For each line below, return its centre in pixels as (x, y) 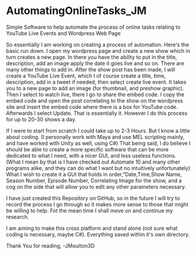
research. (18, 217)
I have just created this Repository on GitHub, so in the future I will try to (93, 198)
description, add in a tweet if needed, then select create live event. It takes (96, 82)
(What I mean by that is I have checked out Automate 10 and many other (93, 162)
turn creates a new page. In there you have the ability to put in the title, (92, 57)
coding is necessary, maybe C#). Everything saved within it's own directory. (98, 234)
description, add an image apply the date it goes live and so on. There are (95, 63)
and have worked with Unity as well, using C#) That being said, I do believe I (98, 143)
